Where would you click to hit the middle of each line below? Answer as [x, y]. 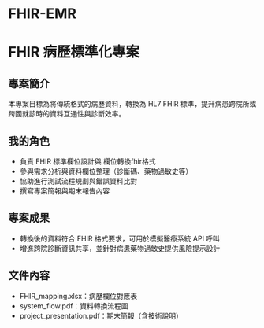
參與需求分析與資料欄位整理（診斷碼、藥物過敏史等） [106, 171]
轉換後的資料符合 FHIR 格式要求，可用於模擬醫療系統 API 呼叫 [120, 238]
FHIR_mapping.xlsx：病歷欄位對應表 [78, 296]
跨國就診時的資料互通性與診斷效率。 [67, 114]
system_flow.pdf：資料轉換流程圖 [74, 306]
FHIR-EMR [43, 14]
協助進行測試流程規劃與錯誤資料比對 [78, 181]
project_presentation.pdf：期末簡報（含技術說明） [101, 315]
